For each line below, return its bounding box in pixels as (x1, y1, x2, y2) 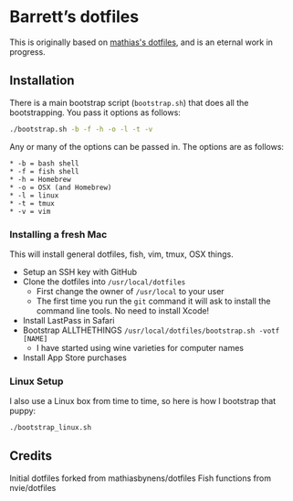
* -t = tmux (9, 198, 55, 208)
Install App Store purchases (22, 352, 128, 363)
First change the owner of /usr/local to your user (36, 285, 225, 296)
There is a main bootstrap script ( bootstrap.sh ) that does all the (9, 97, 249, 108)
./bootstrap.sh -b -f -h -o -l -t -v (9, 124, 153, 133)
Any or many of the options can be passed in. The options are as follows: (9, 141, 285, 152)
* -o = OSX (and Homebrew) (9, 183, 112, 192)
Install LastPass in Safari (22, 314, 115, 325)
